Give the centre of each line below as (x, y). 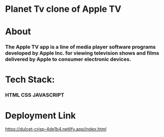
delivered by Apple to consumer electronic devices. (68, 59)
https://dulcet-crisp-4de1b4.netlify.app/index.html (56, 129)
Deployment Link (41, 116)
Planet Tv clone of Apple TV (63, 9)
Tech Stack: (30, 80)
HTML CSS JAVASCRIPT (35, 95)
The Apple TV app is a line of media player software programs (81, 47)
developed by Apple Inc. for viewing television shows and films (82, 53)
